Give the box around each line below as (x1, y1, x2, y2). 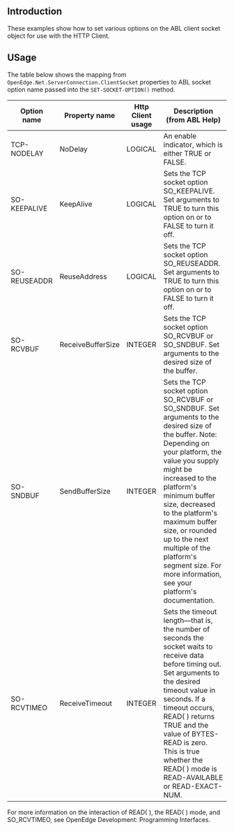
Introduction (7, 6, 63, 17)
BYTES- (191, 729, 219, 739)
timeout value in (163, 685, 216, 695)
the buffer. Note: (163, 429, 217, 439)
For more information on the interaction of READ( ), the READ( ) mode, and (7, 808, 221, 816)
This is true (163, 747, 200, 756)
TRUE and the (163, 720, 209, 730)
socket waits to (163, 642, 213, 652)
